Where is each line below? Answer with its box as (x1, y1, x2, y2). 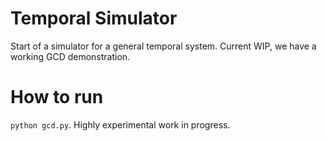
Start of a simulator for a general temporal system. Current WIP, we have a (10, 40, 317, 52)
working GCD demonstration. (10, 50, 131, 62)
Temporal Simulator (10, 7, 178, 30)
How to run (10, 86, 104, 109)
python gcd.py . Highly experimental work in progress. (10, 118, 231, 131)
